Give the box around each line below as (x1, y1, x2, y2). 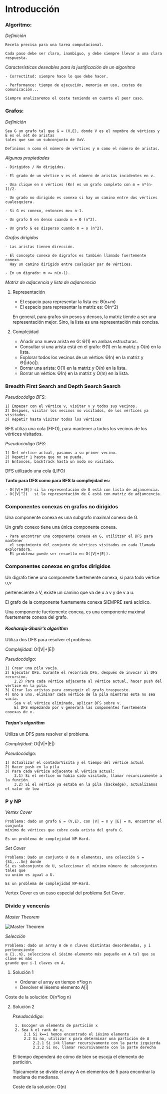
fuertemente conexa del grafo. (5, 614, 68, 620)
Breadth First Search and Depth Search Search (5, 383, 121, 390)
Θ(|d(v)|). (19, 359, 39, 366)
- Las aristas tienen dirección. (5, 244, 75, 249)
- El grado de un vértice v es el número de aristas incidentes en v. (5, 173, 155, 178)
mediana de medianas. (12, 1074, 59, 1080)
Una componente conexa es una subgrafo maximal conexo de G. (5, 514, 139, 521)
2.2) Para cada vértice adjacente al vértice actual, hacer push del (14, 679, 162, 684)
